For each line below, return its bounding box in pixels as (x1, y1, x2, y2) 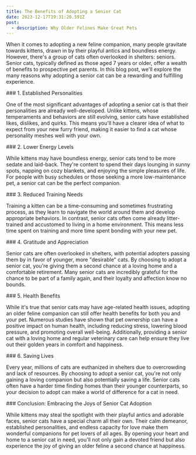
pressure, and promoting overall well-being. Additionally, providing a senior (6, 329, 187, 336)
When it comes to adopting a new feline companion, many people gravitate (6, 41, 187, 48)
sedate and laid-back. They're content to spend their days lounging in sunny (6, 161, 190, 168)
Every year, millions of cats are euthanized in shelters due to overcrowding (6, 364, 186, 371)
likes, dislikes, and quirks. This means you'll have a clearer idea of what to (6, 119, 185, 126)
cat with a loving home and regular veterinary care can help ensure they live (6, 335, 190, 342)
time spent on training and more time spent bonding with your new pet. (6, 227, 177, 234)
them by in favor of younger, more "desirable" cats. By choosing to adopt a (6, 256, 187, 264)
